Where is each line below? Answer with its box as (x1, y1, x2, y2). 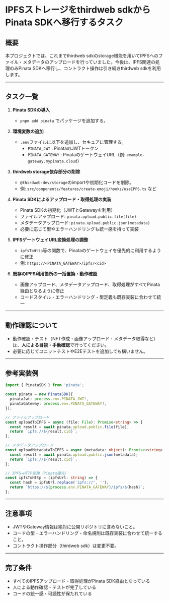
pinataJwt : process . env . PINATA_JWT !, (10, 396, 89, 402)
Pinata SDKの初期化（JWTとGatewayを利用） (20, 207, 116, 213)
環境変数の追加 (12, 128, 44, 134)
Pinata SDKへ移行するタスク (5, 17, 124, 28)
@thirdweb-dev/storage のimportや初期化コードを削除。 (20, 179, 134, 185)
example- (126, 152, 145, 157)
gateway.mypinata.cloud (27, 159, 77, 164)
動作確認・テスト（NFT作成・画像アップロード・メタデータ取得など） (12, 335, 158, 341)
